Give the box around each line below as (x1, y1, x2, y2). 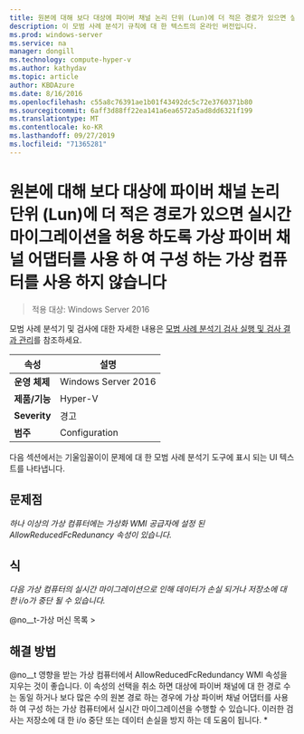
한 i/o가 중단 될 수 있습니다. (9, 595, 106, 606)
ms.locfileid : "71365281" (9, 140, 107, 149)
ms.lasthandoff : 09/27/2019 (9, 131, 116, 140)
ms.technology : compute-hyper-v (9, 55, 131, 64)
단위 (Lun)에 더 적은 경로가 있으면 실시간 (9, 204, 291, 225)
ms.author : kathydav (9, 64, 88, 73)
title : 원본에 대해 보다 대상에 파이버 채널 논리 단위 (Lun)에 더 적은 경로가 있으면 (9, 13, 287, 23)
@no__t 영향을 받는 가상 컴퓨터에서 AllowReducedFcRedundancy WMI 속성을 (9, 670, 288, 681)
